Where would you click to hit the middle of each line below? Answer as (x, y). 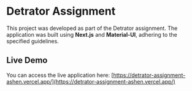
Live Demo (27, 60)
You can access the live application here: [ (60, 75)
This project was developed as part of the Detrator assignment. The (92, 28)
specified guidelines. (33, 41)
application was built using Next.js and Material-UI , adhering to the (92, 34)
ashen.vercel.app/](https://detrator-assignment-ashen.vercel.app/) (91, 81)
